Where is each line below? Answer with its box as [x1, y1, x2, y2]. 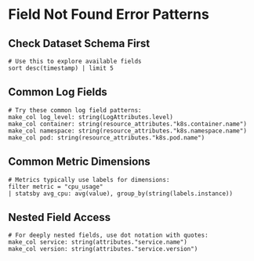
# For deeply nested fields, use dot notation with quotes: [8, 231, 209, 240]
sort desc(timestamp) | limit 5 [8, 64, 114, 72]
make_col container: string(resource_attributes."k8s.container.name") [8, 120, 247, 128]
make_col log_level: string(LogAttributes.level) [8, 113, 174, 121]
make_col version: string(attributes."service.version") [8, 245, 198, 253]
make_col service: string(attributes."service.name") [8, 238, 188, 246]
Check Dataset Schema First [8, 37, 151, 50]
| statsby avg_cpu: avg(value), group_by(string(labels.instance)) [8, 190, 234, 198]
